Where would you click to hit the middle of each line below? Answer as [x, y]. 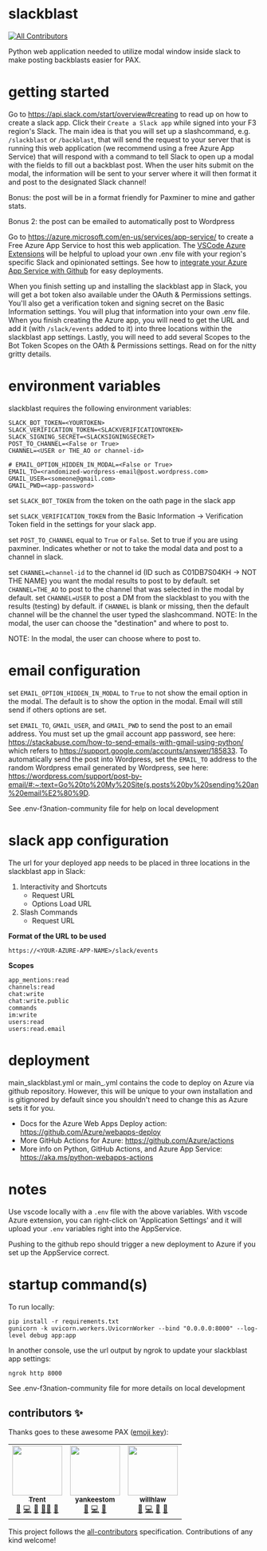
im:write [23, 1015]
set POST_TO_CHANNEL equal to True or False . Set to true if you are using [123, 540]
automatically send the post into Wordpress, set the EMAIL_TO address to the [133, 759]
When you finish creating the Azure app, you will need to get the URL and [129, 320]
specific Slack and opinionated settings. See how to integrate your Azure [128, 262]
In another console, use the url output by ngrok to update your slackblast [128, 1350]
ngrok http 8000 [35, 1373]
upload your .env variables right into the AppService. [95, 1228]
